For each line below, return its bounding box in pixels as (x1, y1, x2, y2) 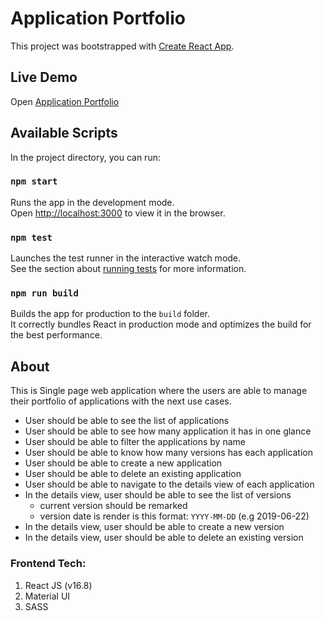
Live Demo (10, 69, 78, 86)
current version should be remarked (39, 500, 188, 512)
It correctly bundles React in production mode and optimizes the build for (10, 318, 312, 331)
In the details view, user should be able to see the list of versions (24, 489, 292, 501)
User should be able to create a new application (24, 457, 223, 469)
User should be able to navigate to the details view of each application (24, 478, 315, 491)
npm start (10, 176, 58, 187)
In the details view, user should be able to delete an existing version (24, 532, 304, 544)
